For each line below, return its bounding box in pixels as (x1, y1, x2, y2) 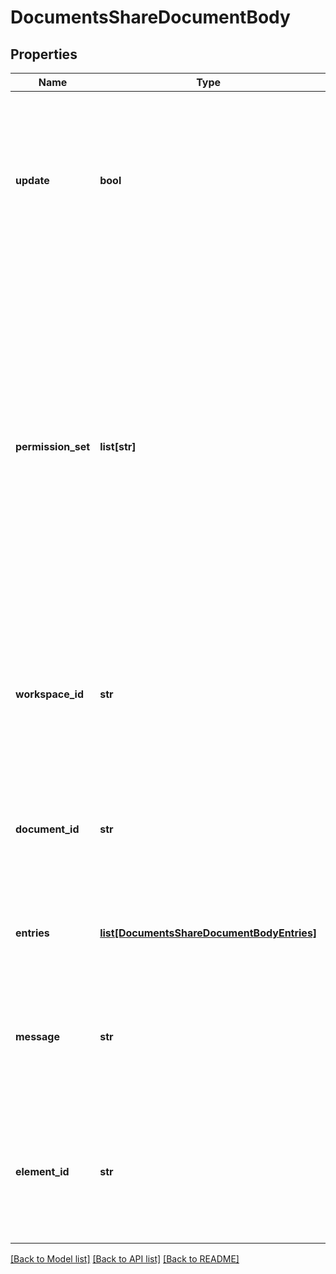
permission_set (15, 440, 91, 453)
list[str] (99, 440, 137, 453)
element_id (15, 1165, 70, 1178)
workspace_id (15, 687, 84, 701)
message (15, 1030, 60, 1043)
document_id (15, 822, 80, 836)
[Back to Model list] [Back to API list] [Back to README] (10, 1253, 240, 1265)
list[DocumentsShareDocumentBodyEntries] (99, 926, 318, 940)
